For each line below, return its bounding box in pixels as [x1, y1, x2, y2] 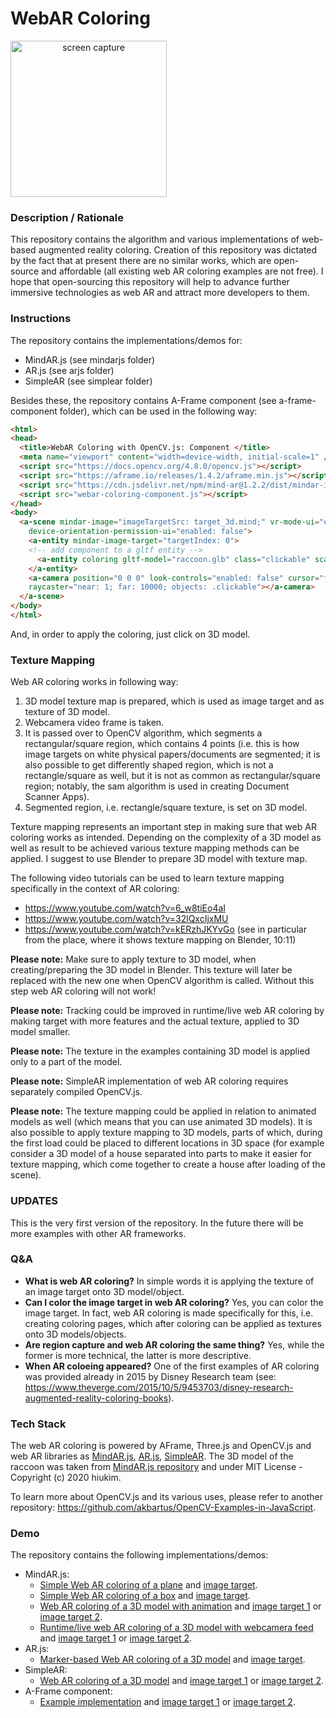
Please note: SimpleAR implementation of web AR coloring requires [10, 1075, 289, 1087]
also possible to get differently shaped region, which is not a [24, 759, 274, 771]
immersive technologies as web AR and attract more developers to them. [10, 287, 310, 299]
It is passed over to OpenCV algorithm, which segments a [24, 727, 263, 739]
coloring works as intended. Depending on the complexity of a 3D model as [10, 832, 322, 844]
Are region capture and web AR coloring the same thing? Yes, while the [24, 1338, 325, 1351]
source [10, 265, 40, 277]
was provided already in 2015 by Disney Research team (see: [24, 1370, 277, 1382]
